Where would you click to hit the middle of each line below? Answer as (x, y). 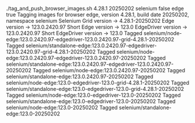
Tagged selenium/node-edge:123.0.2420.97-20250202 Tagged (109, 70)
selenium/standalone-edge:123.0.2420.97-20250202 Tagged (80, 76)
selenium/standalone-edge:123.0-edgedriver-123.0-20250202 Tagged (91, 101)
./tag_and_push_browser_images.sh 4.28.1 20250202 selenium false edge (95, 8)
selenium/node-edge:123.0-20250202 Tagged (62, 108)
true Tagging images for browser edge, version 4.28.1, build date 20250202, (98, 15)
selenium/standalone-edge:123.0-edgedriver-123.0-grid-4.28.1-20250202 (95, 89)
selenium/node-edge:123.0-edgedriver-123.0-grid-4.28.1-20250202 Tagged (98, 83)
